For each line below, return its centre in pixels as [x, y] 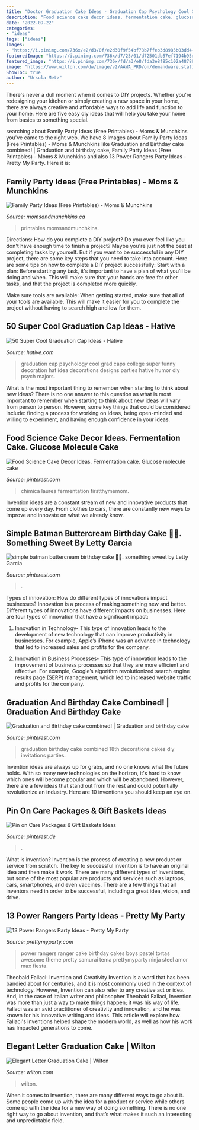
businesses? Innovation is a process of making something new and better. [96, 604]
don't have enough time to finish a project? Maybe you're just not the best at [99, 246]
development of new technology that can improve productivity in [94, 635]
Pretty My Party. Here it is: [38, 163]
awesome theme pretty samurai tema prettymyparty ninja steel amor [104, 959]
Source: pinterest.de [31, 836]
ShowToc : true [24, 72]
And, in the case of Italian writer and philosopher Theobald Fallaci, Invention [99, 996]
